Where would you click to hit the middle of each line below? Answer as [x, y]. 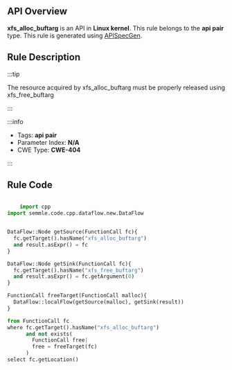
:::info [15, 121]
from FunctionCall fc [38, 321]
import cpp [35, 207]
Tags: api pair [37, 135]
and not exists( [49, 334]
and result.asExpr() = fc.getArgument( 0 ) [74, 276]
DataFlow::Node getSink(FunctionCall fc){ [69, 264]
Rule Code [30, 185]
